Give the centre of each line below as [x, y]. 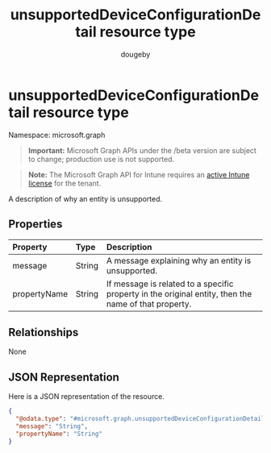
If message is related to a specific [170, 284]
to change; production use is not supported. [101, 159]
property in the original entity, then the [179, 293]
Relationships [44, 332]
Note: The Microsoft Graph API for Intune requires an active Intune [139, 174]
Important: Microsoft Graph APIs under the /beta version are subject [142, 150]
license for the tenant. [65, 183]
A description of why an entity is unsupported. [85, 198]
